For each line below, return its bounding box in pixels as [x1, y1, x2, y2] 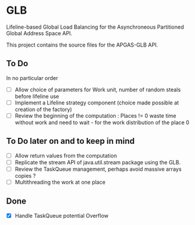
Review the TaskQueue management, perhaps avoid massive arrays [14, 165, 182, 172]
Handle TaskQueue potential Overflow [14, 212, 109, 219]
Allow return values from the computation [14, 152, 117, 159]
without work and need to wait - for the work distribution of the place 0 [14, 119, 190, 126]
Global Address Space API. [6, 29, 73, 36]
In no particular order [6, 74, 58, 81]
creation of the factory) [14, 106, 73, 113]
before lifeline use [14, 93, 60, 100]
